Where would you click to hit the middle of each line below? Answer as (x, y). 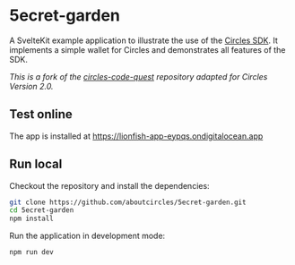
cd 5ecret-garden (42, 210)
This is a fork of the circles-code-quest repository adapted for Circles (139, 76)
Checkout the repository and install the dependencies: (109, 185)
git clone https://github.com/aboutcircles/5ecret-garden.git (128, 202)
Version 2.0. (31, 86)
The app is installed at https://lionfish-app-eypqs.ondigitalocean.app (136, 136)
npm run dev (31, 252)
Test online (41, 114)
